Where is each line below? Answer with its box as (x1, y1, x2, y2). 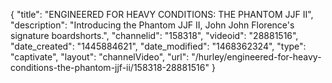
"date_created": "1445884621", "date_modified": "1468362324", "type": (10, 40, 307, 52)
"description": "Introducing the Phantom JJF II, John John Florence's (10, 19, 295, 31)
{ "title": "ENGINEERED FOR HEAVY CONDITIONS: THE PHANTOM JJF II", (10, 9, 314, 20)
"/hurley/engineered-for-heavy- (191, 51, 322, 63)
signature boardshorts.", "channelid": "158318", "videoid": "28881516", (10, 30, 299, 41)
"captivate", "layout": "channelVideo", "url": (10, 51, 190, 63)
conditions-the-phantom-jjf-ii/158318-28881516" (10, 62, 210, 73)
